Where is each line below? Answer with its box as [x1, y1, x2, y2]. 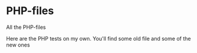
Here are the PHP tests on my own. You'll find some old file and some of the [6, 35, 191, 42]
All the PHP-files [6, 24, 46, 31]
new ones [6, 41, 30, 48]
